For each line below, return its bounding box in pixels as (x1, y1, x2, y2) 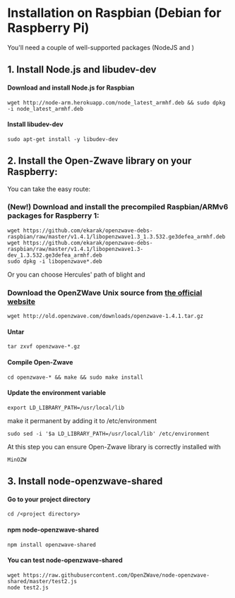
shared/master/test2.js (7, 578, 78, 585)
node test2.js (7, 584, 49, 591)
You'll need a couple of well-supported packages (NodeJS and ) (7, 43, 195, 51)
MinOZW (7, 456, 27, 463)
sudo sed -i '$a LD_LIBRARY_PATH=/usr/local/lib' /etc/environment (7, 430, 210, 437)
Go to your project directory (7, 495, 90, 504)
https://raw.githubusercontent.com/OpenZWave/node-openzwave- (23, 571, 210, 579)
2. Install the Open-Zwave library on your (7, 155, 192, 167)
